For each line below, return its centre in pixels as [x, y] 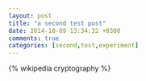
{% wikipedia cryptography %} [60, 68]
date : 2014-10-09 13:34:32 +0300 [65, 30]
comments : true [34, 38]
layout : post [30, 16]
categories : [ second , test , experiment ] [73, 46]
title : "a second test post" [57, 23]
